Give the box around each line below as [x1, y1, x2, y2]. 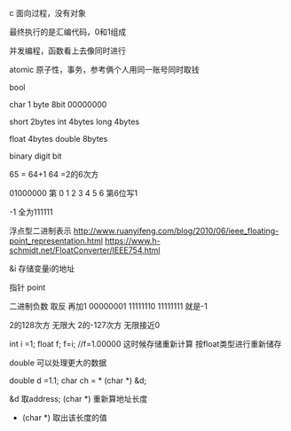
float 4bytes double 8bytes [9, 134, 108, 144]
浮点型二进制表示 [9, 225, 72, 236]
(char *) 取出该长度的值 [21, 412, 108, 423]
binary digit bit [9, 151, 62, 161]
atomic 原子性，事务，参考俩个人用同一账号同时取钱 [9, 65, 200, 74]
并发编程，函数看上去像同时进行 [9, 45, 126, 56]
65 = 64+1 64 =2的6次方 [9, 169, 99, 179]
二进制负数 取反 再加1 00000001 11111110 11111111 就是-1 [9, 301, 208, 311]
